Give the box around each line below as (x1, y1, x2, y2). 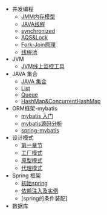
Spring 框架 (11, 172, 41, 179)
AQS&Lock (21, 34, 48, 41)
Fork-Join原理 (21, 41, 56, 48)
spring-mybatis (21, 127, 59, 134)
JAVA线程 (21, 21, 45, 27)
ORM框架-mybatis (11, 105, 57, 112)
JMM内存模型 (21, 13, 56, 20)
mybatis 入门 (21, 112, 53, 120)
